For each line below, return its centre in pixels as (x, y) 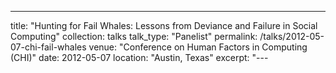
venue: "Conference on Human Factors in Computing (198, 47)
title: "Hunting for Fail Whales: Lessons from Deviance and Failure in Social (164, 25)
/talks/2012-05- (292, 36)
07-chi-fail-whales (48, 47)
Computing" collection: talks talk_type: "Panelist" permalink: (134, 36)
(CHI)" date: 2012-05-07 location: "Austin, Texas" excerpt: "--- (139, 57)
